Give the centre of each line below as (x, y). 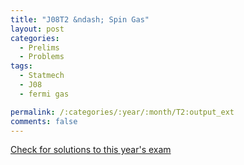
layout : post (37, 29)
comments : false (44, 121)
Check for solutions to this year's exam (91, 150)
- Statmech (42, 76)
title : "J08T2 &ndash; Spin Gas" (80, 19)
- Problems (42, 57)
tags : (21, 66)
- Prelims (39, 47)
